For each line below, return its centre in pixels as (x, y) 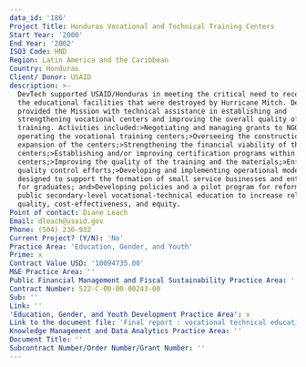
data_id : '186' (38, 18)
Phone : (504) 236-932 (51, 229)
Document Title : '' (46, 340)
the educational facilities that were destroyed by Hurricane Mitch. (152, 102)
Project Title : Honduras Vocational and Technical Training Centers (142, 26)
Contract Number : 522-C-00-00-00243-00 (85, 289)
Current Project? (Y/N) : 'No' (67, 238)
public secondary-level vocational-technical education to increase (150, 196)
